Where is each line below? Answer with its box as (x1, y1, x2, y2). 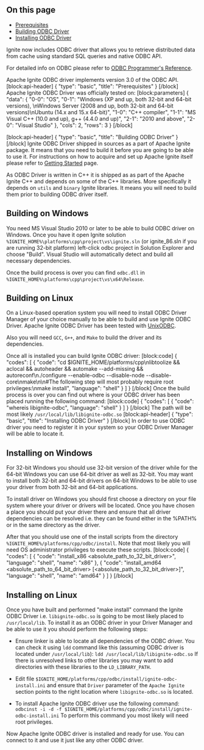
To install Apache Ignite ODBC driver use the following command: (15, 700, 180, 707)
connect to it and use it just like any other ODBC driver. (6, 737, 144, 744)
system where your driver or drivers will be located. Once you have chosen (6, 502, 195, 509)
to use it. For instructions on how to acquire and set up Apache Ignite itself (6, 153, 193, 160)
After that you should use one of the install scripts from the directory (6, 533, 178, 541)
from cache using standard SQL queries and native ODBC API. (6, 52, 163, 60)
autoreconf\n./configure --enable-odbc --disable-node (6, 372, 145, 379)
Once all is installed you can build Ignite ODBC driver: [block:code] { (6, 352, 178, 360)
